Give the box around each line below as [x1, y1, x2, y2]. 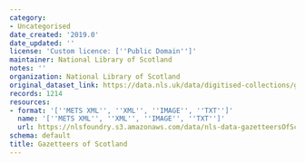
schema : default [9, 131, 71, 140]
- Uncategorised [9, 22, 71, 31]
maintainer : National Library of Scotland [9, 55, 172, 64]
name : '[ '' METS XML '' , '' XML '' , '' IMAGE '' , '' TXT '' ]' [17, 114, 225, 123]
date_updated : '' [9, 38, 75, 48]
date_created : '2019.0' [9, 30, 100, 39]
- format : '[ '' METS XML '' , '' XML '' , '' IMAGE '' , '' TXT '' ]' [9, 106, 233, 115]
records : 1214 [9, 89, 64, 98]
